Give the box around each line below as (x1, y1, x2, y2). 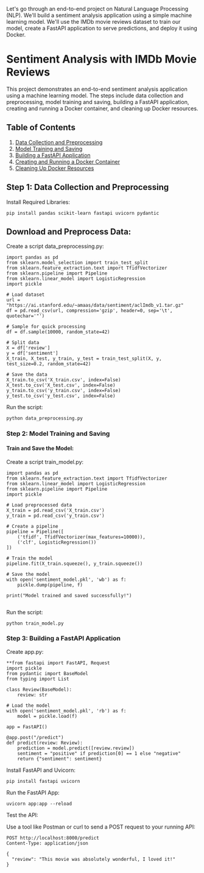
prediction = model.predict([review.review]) (17, 745, 135, 751)
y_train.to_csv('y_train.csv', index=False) (6, 388, 121, 394)
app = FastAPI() (6, 724, 47, 730)
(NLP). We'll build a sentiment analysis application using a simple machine (6, 12, 192, 19)
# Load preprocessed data (6, 502, 72, 508)
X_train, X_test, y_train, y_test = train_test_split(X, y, (6, 356, 163, 362)
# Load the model (6, 703, 51, 709)
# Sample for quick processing (6, 324, 86, 330)
